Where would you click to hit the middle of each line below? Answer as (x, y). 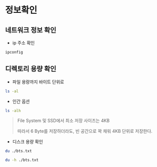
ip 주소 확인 (24, 43)
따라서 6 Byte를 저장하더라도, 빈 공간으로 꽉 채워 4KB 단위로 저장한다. (85, 131)
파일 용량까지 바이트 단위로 (38, 82)
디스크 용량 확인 (27, 142)
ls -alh (13, 111)
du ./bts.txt (19, 151)
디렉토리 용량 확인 (31, 69)
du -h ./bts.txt (22, 160)
